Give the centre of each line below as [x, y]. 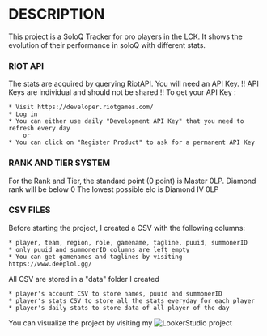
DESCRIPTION [57, 14]
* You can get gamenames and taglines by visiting [95, 257]
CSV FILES [30, 210]
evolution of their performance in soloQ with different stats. [107, 45]
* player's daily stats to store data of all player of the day [119, 308]
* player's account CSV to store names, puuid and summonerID [115, 293]
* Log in [23, 114]
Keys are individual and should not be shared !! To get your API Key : [122, 92]
